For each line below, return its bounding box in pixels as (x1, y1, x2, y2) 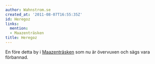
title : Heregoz (5, 35, 37, 40)
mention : (10, 26, 28, 31)
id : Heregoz (5, 16, 30, 21)
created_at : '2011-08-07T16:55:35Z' (5, 12, 83, 17)
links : (5, 21, 19, 26)
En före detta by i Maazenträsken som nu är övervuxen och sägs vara (5, 48, 150, 55)
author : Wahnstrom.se (5, 7, 51, 12)
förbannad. (5, 54, 29, 60)
